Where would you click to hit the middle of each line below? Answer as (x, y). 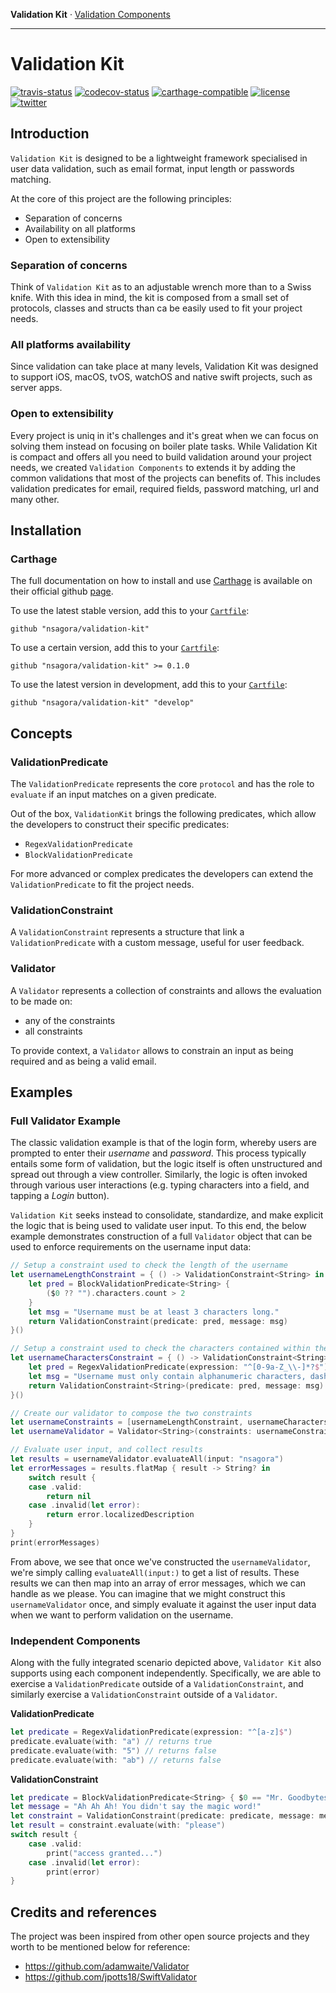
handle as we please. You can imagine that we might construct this (148, 1593)
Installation (46, 530)
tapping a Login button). (60, 1196)
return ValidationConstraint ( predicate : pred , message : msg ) (158, 1321)
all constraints (53, 1031)
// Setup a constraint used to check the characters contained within (160, 1349)
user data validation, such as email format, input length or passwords (152, 168)
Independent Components (75, 1641)
